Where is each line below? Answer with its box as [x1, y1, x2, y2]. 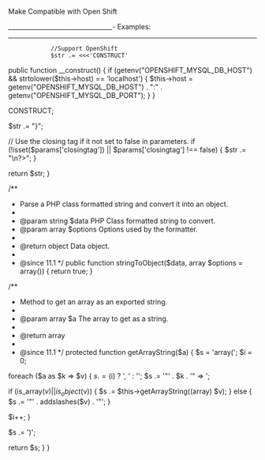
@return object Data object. [19, 241, 110, 251]
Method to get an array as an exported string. [19, 297, 168, 307]
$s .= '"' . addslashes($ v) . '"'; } [8, 397, 111, 406]
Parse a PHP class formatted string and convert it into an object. [19, 199, 229, 209]
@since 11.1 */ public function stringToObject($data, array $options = [19, 258, 243, 267]
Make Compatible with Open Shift [8, 7, 118, 16]
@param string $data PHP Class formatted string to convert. [19, 217, 216, 225]
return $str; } [8, 169, 50, 178]
